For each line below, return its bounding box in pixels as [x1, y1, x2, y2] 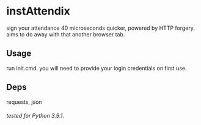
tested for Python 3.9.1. [6, 112, 64, 120]
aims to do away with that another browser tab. [6, 30, 125, 38]
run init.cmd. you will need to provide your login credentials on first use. [6, 64, 187, 72]
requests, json [6, 98, 42, 106]
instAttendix [6, 4, 70, 18]
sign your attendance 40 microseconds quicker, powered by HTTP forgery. [6, 24, 196, 32]
